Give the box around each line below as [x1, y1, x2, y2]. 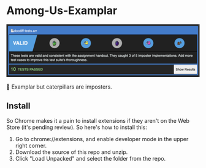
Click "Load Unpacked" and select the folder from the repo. [15, 155, 166, 162]
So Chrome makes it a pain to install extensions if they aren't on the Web [6, 117, 190, 124]
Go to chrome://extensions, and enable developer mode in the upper [15, 135, 189, 142]
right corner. [15, 142, 47, 149]
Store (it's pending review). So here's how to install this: [6, 123, 147, 131]
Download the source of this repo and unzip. [15, 148, 128, 156]
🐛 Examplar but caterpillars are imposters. [6, 83, 112, 90]
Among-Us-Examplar [6, 4, 118, 18]
